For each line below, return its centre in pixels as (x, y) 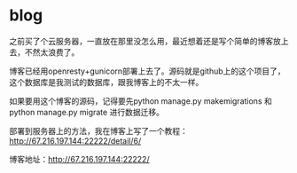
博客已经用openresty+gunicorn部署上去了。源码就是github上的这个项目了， (147, 71)
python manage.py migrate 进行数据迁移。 (86, 112)
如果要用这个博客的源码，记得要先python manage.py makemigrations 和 (141, 101)
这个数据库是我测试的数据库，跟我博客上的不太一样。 (106, 82)
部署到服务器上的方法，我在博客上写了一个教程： (98, 130)
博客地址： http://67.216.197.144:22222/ (79, 159)
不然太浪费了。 (52, 52)
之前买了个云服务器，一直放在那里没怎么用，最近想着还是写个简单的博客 (141, 41)
